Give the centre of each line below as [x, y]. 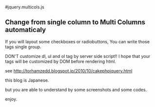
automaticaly [26, 30]
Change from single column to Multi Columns [75, 22]
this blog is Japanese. [27, 80]
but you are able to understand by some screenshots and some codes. [76, 89]
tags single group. [23, 47]
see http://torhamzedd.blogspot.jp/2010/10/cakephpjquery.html [69, 71]
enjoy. [11, 99]
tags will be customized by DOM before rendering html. [60, 61]
